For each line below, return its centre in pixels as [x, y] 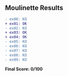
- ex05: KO [16, 42]
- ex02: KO [16, 28]
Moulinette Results [34, 8]
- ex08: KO [16, 55]
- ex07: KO [16, 50]
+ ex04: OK [16, 37]
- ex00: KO [16, 19]
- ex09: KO [16, 60]
